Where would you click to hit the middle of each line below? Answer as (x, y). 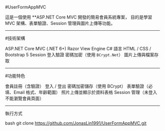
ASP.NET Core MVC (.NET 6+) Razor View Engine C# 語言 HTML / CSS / (78, 49)
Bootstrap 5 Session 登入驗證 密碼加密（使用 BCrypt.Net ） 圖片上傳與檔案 (80, 55)
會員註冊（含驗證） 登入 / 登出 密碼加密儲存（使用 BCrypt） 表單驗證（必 (79, 86)
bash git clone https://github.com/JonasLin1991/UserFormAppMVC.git (76, 123)
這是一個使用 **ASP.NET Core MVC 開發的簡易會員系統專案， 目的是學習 (79, 17)
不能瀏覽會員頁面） (25, 98)
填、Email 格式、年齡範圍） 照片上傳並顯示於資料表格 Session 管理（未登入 (81, 92)
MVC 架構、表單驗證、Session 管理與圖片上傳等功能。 (60, 23)
